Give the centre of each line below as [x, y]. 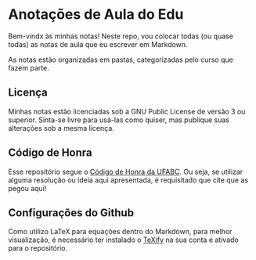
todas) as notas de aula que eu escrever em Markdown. [98, 44]
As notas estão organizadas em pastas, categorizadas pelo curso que [121, 60]
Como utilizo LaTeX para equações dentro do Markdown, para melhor [120, 232]
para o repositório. [38, 248]
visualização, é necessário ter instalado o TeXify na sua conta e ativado [123, 240]
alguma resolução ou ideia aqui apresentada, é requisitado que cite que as [128, 180]
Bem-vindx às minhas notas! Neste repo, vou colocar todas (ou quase [121, 36]
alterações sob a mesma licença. [61, 128]
